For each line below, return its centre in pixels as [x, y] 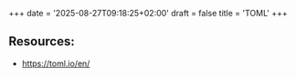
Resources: [42, 41]
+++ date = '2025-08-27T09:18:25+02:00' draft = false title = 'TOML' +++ [148, 13]
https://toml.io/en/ [56, 63]
